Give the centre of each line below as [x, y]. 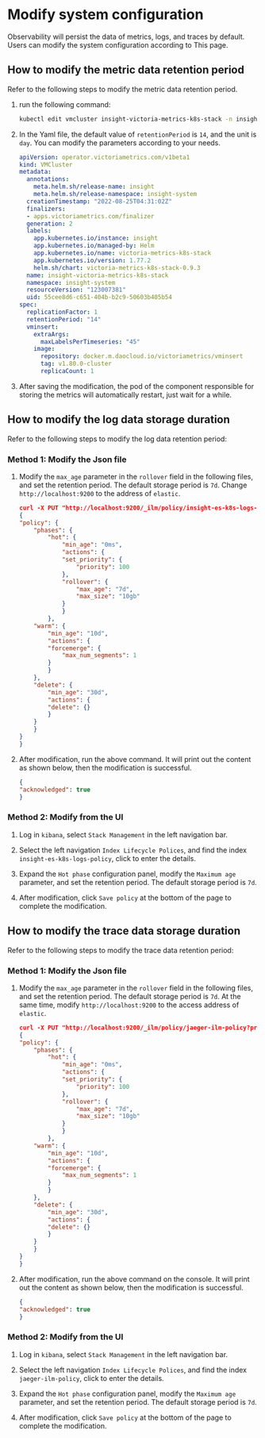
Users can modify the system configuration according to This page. [118, 44]
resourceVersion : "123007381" [76, 290]
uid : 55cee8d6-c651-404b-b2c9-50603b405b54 [99, 298]
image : [44, 349]
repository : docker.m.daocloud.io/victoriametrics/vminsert [142, 356]
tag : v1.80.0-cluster [76, 364]
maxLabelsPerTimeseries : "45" [90, 342]
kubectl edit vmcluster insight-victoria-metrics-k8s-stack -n [126, 119]
